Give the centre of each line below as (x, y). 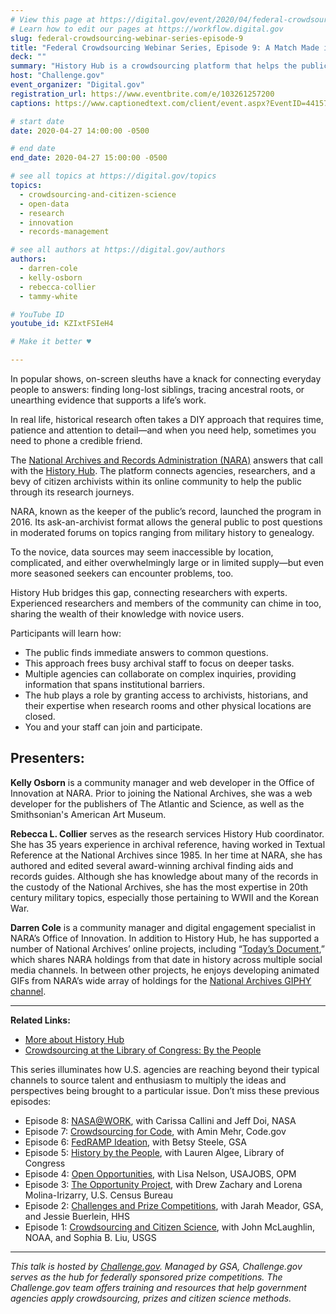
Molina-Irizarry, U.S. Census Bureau (99, 1195)
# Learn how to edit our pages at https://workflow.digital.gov (147, 29)
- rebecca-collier (58, 287)
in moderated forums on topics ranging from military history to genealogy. (162, 532)
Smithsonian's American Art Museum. (88, 814)
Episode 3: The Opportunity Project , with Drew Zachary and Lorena (163, 1184)
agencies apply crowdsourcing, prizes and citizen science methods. (151, 1298)
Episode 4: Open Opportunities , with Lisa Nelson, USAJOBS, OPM (160, 1173)
